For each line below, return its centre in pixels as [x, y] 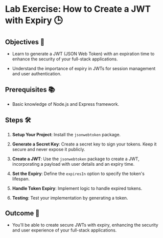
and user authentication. [37, 74]
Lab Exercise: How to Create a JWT [78, 9]
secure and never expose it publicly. [49, 149]
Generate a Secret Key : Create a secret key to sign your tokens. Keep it [84, 144]
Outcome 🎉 [23, 213]
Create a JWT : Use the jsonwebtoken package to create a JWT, [76, 159]
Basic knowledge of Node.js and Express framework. [66, 104]
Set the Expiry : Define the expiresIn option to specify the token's [78, 174]
